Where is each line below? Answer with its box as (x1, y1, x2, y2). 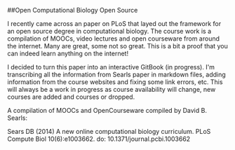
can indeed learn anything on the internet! (7, 49, 128, 57)
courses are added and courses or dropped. (7, 93, 135, 101)
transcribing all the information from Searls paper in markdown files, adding (7, 70, 226, 79)
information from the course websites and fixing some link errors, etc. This (7, 78, 223, 86)
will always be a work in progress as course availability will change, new (7, 86, 216, 93)
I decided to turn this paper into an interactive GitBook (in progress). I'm (7, 63, 215, 71)
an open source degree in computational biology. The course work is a (7, 27, 212, 35)
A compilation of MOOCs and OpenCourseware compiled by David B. (7, 107, 207, 114)
